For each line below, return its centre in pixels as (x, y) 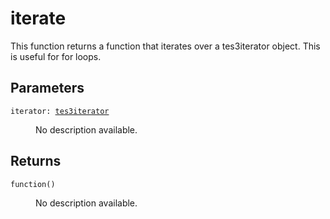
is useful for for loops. (56, 56)
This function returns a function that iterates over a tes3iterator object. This (165, 46)
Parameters (47, 88)
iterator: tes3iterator (60, 111)
